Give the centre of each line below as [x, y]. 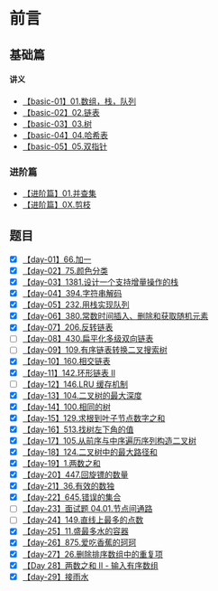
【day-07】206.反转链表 [68, 327]
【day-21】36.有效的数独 [68, 486]
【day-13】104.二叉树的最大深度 [82, 395]
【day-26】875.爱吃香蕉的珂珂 [79, 542]
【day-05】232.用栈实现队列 [76, 305]
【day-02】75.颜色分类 [65, 270]
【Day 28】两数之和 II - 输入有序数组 [91, 565]
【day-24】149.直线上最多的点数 [83, 520]
